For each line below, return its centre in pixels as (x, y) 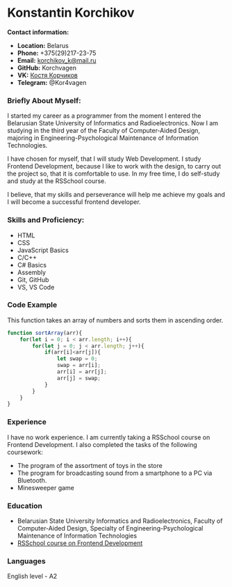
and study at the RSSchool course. (57, 181)
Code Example (32, 305)
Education (25, 506)
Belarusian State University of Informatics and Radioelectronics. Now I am (113, 123)
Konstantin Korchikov (71, 13)
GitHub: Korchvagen (47, 68)
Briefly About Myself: (44, 100)
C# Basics (32, 265)
